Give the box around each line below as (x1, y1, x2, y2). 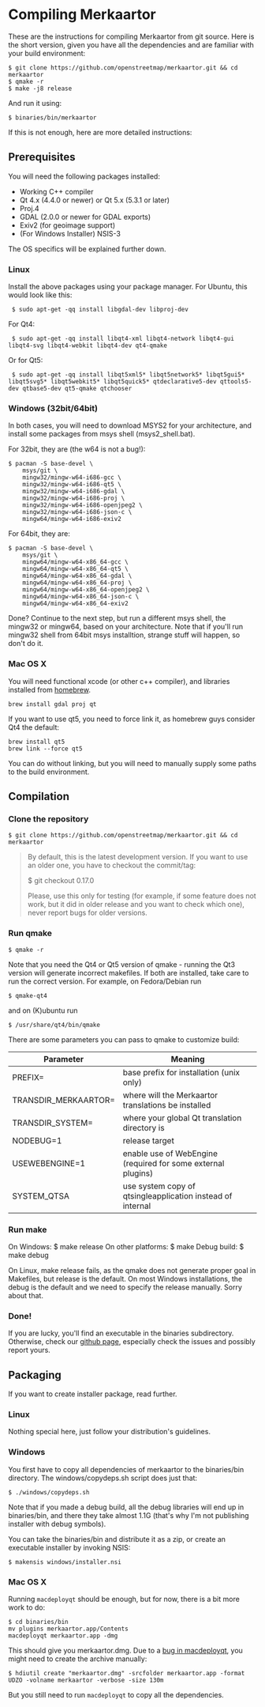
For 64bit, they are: (8, 529, 71, 538)
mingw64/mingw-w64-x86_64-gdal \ (22, 572, 132, 580)
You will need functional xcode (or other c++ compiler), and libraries (8, 676, 230, 685)
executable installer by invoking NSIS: (8, 1543, 131, 1552)
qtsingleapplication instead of (122, 1190, 233, 1201)
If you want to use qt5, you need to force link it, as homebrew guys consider (8, 714, 256, 723)
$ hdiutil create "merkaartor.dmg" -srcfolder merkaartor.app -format (8, 1669, 245, 1677)
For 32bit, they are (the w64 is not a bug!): (8, 444, 146, 454)
